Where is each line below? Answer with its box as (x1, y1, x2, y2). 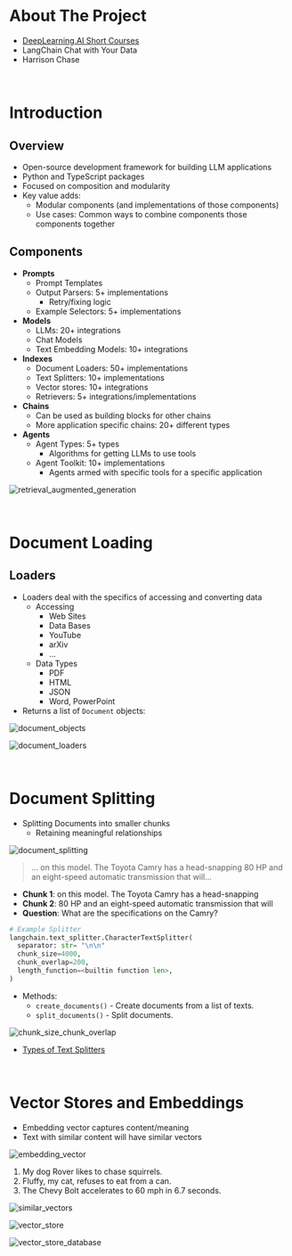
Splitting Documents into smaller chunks (21, 817, 171, 828)
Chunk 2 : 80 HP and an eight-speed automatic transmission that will (21, 898, 273, 908)
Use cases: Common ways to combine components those (35, 209, 247, 219)
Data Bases (48, 620, 91, 630)
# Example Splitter (9, 924, 82, 933)
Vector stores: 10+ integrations (35, 382, 149, 392)
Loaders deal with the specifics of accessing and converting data (21, 591, 263, 603)
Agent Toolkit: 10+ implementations (35, 457, 166, 468)
